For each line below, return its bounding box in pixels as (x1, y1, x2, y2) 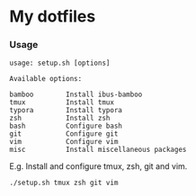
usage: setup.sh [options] (9, 58, 111, 68)
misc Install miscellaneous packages (9, 146, 187, 155)
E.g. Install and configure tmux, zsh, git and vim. (9, 161, 188, 172)
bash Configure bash (9, 121, 123, 131)
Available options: (9, 75, 83, 84)
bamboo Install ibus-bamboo (9, 90, 143, 100)
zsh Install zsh (9, 114, 111, 123)
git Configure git (9, 129, 119, 138)
